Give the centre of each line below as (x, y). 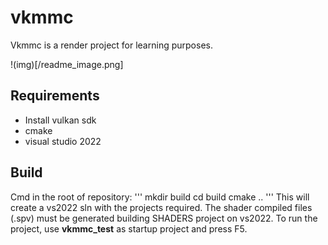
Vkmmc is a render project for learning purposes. (111, 45)
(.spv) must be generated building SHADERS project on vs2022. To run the (164, 218)
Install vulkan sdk (60, 120)
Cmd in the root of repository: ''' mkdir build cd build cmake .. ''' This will (160, 197)
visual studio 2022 (63, 141)
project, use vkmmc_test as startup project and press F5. (129, 228)
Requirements (55, 96)
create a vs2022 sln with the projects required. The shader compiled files (161, 207)
